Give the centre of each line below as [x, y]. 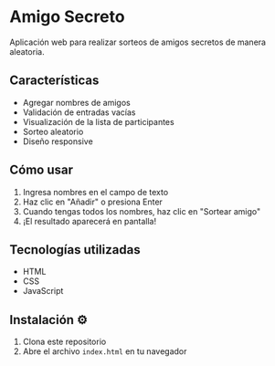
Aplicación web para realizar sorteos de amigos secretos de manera [138, 42]
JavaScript [43, 291]
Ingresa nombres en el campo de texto [95, 192]
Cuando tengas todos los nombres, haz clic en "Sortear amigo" [142, 211]
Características [54, 81]
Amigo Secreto [67, 17]
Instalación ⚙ [49, 320]
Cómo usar [42, 170]
